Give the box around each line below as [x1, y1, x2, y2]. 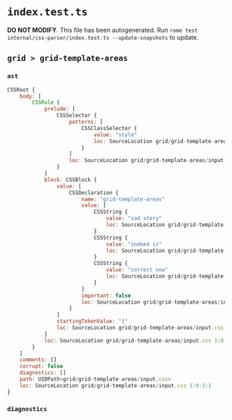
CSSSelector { [56, 112, 97, 119]
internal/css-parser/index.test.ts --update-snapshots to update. [7, 33, 199, 42]
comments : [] [19, 356, 57, 363]
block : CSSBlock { [43, 176, 97, 183]
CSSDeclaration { [68, 189, 119, 196]
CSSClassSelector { [81, 125, 137, 131]
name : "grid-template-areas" [81, 196, 166, 203]
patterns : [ [68, 118, 104, 125]
